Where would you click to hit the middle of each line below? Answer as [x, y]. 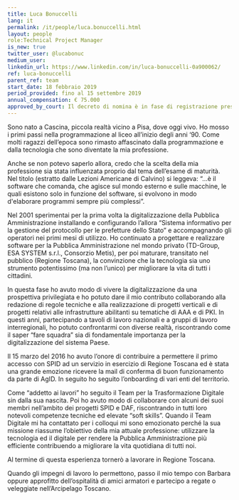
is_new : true [27, 47]
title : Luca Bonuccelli [43, 14]
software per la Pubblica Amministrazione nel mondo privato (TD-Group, [114, 245]
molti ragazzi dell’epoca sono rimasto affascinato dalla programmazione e [116, 142]
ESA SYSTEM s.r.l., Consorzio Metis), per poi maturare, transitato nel [108, 253]
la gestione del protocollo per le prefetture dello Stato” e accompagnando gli [119, 230]
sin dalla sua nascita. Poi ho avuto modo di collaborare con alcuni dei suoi [116, 400]
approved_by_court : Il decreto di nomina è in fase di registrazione [113, 107]
